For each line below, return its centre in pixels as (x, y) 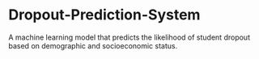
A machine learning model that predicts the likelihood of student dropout (129, 37)
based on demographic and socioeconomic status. (93, 45)
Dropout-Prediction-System (104, 15)
